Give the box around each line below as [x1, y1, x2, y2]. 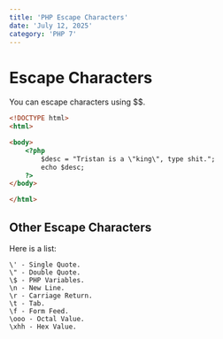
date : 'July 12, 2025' [9, 21, 93, 30]
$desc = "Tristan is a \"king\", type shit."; [41, 154, 216, 164]
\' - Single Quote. [9, 260, 81, 269]
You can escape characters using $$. [9, 96, 146, 107]
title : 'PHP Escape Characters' [9, 12, 128, 22]
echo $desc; [41, 163, 86, 172]
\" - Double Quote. [9, 268, 81, 277]
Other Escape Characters [9, 220, 152, 235]
